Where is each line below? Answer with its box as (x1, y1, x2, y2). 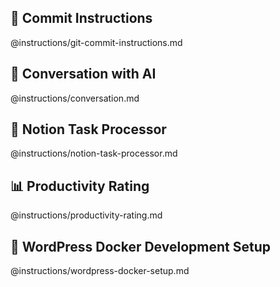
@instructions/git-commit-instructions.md (10, 36, 183, 48)
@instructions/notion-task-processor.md (10, 147, 178, 160)
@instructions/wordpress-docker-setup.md (10, 265, 190, 277)
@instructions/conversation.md (10, 92, 140, 104)
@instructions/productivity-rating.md (10, 209, 163, 221)
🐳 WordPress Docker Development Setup (10, 238, 271, 255)
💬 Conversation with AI (10, 66, 157, 83)
